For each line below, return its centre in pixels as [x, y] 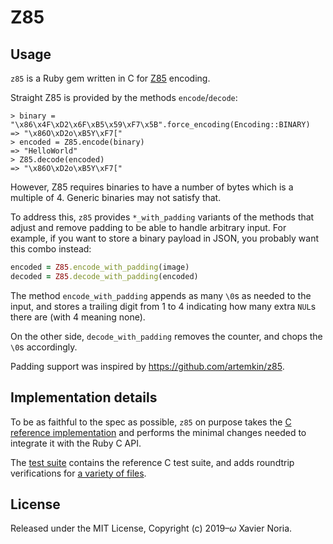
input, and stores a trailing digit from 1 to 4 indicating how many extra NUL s [163, 306]
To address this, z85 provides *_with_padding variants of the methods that [162, 217]
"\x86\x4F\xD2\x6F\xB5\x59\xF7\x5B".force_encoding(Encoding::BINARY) [160, 125]
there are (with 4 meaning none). [78, 317]
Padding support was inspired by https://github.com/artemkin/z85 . [147, 366]
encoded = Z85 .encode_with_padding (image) [100, 267]
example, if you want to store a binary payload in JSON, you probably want [165, 238]
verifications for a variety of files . [78, 473]
